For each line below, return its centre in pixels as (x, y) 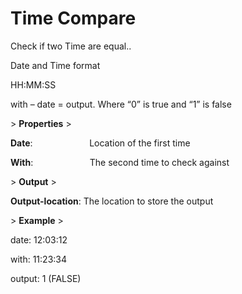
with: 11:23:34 (39, 259)
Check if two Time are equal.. (71, 46)
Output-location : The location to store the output (112, 201)
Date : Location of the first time (100, 143)
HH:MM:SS (33, 84)
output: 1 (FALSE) (46, 278)
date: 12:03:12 (39, 239)
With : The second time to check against (120, 162)
